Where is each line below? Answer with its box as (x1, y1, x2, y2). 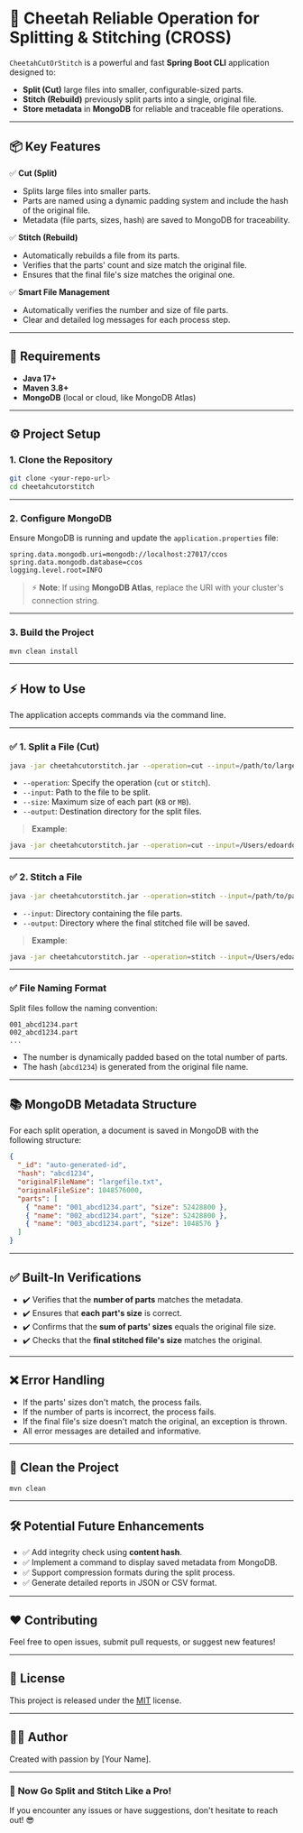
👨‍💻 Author (9, 1729, 69, 1745)
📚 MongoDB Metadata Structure (9, 1097, 197, 1112)
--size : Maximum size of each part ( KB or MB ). (22, 797, 192, 807)
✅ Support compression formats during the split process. (22, 1567, 235, 1578)
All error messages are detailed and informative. (22, 1425, 202, 1436)
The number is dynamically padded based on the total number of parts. (22, 1051, 289, 1063)
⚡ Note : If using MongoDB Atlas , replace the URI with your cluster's (31, 582, 284, 594)
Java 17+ (22, 373, 57, 383)
